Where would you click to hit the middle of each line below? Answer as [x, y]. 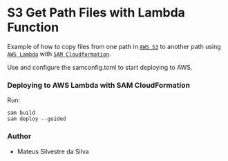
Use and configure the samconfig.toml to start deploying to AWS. [100, 67]
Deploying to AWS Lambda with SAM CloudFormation [98, 85]
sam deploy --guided [37, 119]
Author [19, 136]
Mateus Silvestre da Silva [53, 151]
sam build [21, 113]
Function [33, 27]
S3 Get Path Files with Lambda [96, 13]
